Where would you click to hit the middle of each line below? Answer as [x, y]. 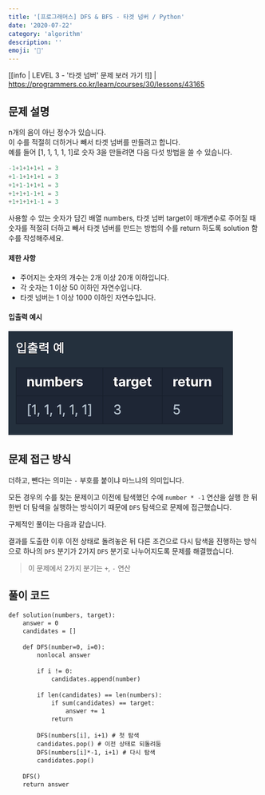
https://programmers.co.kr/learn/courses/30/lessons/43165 [107, 85]
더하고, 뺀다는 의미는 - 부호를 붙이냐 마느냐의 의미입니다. [96, 480]
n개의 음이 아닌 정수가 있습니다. [57, 132]
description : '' [35, 42]
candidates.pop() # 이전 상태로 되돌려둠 [99, 744]
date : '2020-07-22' [41, 25]
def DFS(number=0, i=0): [64, 647]
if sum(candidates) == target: [103, 703]
